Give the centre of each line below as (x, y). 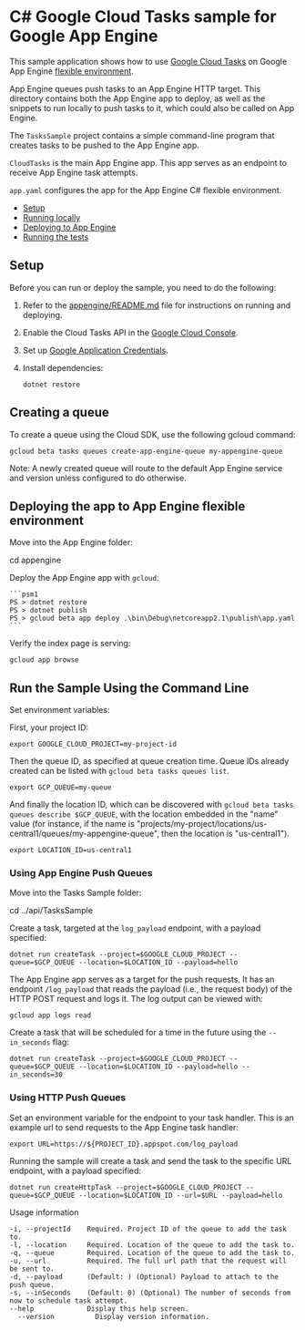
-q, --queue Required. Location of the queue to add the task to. (152, 1253)
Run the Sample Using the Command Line (129, 688)
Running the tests (56, 237)
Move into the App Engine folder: (71, 542)
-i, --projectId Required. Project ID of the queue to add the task (148, 1229)
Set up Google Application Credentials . (95, 350)
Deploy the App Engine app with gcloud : (84, 578)
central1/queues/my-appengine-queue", (84, 834)
